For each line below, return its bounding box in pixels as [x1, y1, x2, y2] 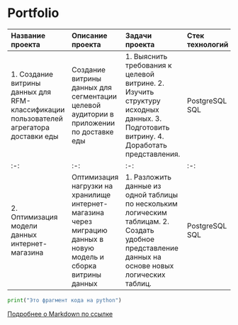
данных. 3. [125, 114, 161, 123]
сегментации [72, 91, 117, 101]
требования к [125, 60, 172, 70]
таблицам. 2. [125, 216, 170, 226]
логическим [125, 207, 168, 217]
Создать [125, 225, 154, 235]
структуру [125, 96, 161, 106]
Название [11, 31, 46, 40]
